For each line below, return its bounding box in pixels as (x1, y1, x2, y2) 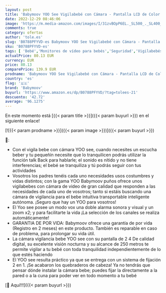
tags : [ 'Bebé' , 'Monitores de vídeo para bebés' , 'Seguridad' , (5, 48, 136, 53)
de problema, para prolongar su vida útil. (12, 231, 95, 237)
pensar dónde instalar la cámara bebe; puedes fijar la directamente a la (12, 267, 158, 273)
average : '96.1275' (5, 99, 45, 104)
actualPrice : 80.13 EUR (5, 53, 54, 58)
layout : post (5, 7, 32, 12)
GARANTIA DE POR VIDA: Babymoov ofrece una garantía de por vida (12, 220, 153, 226)
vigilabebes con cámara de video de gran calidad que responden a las (12, 183, 156, 189)
